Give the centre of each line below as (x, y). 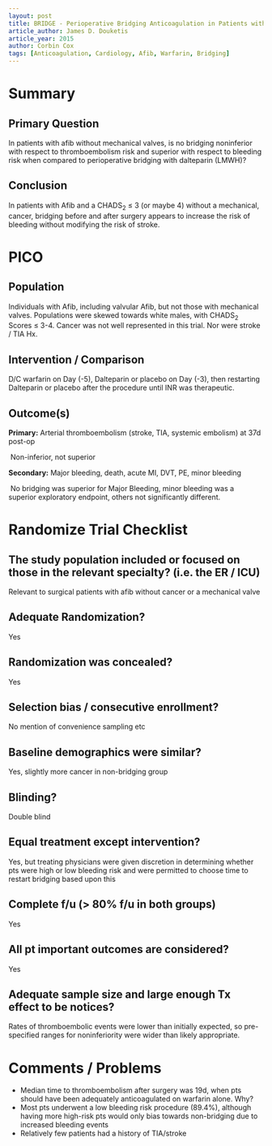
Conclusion (38, 186)
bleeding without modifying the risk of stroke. (84, 224)
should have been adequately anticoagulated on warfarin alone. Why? (136, 1099)
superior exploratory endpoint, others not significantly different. (115, 497)
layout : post (30, 16)
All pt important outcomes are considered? (119, 949)
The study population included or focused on (124, 560)
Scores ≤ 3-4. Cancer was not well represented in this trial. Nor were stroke (134, 326)
